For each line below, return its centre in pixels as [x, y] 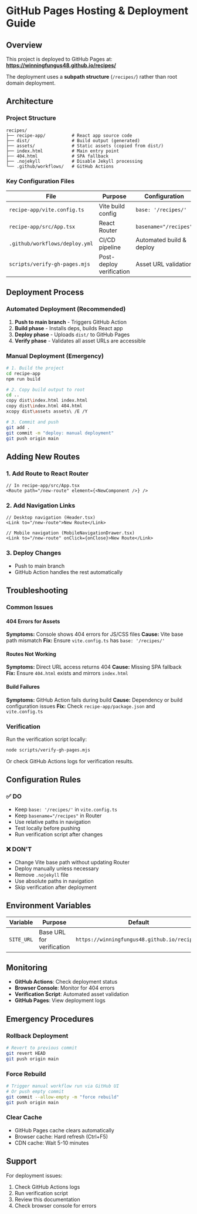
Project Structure [31, 118]
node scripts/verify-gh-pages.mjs [48, 750]
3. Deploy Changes [34, 553]
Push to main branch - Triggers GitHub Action [71, 322]
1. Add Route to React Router [47, 473]
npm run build [23, 379]
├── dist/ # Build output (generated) [73, 140]
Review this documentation [47, 1199]
